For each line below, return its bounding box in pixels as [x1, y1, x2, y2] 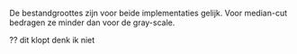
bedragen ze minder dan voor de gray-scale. [9, 17, 175, 28]
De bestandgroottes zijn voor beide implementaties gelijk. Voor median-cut [9, 8, 288, 18]
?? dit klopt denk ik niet [9, 35, 95, 45]
